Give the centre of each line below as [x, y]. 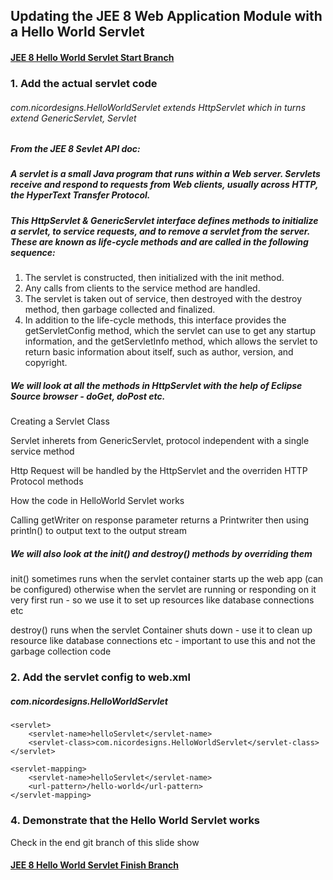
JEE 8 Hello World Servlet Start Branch [92, 57]
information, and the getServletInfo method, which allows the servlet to [171, 341]
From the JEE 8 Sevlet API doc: [75, 149]
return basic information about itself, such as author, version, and [159, 352]
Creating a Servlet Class [60, 421]
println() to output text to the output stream [98, 531]
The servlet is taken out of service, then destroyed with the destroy [163, 299]
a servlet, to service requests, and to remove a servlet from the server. [160, 231]
